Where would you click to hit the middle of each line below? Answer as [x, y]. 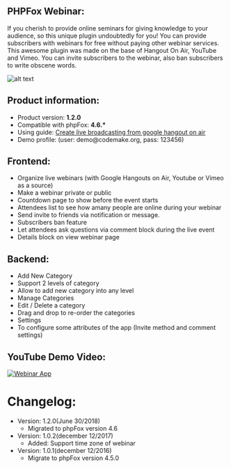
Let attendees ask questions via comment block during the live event [116, 230]
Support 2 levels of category [58, 283]
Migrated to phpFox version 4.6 [73, 428]
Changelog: [42, 402]
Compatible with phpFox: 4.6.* [62, 125]
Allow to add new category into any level [75, 291]
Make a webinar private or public [64, 193]
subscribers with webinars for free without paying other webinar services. [113, 43]
